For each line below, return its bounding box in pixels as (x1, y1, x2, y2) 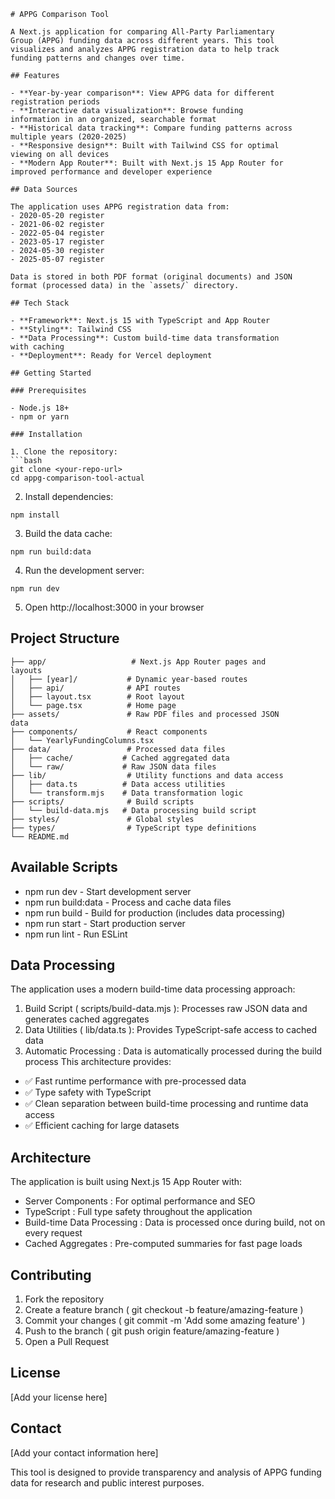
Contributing (10, 1266, 92, 1284)
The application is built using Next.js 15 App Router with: (10, 1176, 243, 1188)
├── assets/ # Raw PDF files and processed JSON (10, 709, 280, 719)
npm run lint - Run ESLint (24, 928, 128, 940)
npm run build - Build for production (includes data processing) (24, 906, 286, 919)
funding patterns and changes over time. (10, 53, 186, 63)
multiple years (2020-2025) (10, 132, 128, 142)
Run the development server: (24, 565, 145, 576)
